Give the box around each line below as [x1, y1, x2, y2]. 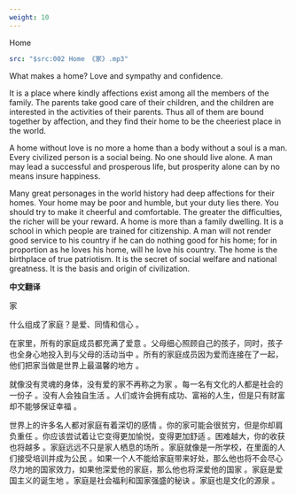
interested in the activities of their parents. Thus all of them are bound [9, 106, 264, 117]
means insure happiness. [9, 170, 101, 181]
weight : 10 [9, 12, 50, 22]
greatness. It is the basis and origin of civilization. [9, 263, 191, 274]
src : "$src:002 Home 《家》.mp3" [9, 54, 129, 63]
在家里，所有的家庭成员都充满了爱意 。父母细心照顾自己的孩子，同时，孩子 [9, 337, 284, 348]
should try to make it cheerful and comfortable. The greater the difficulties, [9, 206, 283, 217]
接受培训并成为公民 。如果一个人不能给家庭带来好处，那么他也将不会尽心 [16, 452, 284, 463]
